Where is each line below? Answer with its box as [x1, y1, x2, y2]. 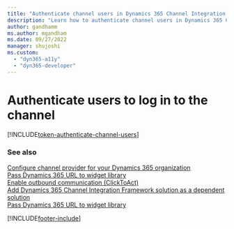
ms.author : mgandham [7, 29, 68, 37]
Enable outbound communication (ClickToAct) [7, 178, 139, 186]
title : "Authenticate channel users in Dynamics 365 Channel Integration [7, 10, 226, 17]
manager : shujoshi [7, 43, 61, 50]
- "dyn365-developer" [13, 62, 77, 69]
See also [7, 147, 37, 157]
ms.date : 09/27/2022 [7, 36, 68, 43]
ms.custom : [7, 50, 39, 57]
